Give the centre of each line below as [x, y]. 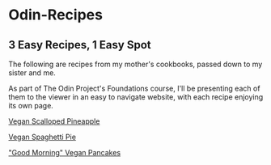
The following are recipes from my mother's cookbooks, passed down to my [135, 64]
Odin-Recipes [56, 15]
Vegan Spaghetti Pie [42, 137]
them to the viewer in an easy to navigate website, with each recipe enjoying [136, 97]
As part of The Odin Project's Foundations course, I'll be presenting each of [134, 88]
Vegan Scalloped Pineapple [54, 121]
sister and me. [32, 73]
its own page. [31, 106]
